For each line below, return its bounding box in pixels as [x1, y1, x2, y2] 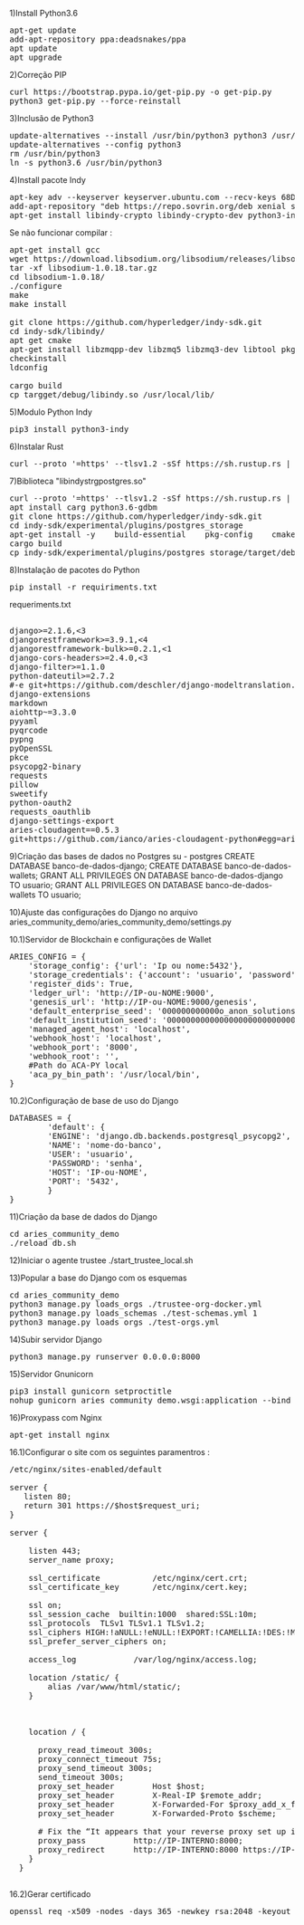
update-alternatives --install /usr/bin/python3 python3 [9, 130, 268, 140]
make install [9, 299, 68, 309]
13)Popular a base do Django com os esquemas [9, 1272, 187, 1283]
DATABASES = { [9, 1113, 72, 1123]
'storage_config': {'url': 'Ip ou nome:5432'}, [28, 961, 244, 971]
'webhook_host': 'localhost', [28, 1033, 163, 1043]
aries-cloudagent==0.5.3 [9, 825, 119, 835]
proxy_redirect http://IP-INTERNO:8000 [37, 1844, 239, 1854]
